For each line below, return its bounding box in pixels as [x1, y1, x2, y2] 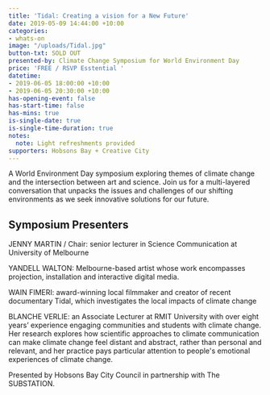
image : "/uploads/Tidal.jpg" [8, 42, 106, 50]
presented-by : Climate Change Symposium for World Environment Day [8, 57, 240, 65]
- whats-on [8, 34, 45, 43]
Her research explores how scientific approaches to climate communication [8, 329, 260, 339]
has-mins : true [8, 110, 60, 118]
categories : [8, 27, 48, 35]
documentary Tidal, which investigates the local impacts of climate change [8, 296, 257, 306]
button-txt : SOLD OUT [8, 49, 81, 57]
